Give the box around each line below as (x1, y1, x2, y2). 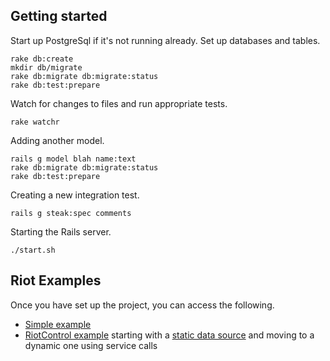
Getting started (10, 8, 108, 25)
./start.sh (10, 245, 56, 255)
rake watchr (10, 117, 60, 127)
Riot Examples (10, 272, 102, 289)
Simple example (24, 318, 92, 330)
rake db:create (10, 54, 74, 64)
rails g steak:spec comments (10, 208, 132, 218)
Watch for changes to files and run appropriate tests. (10, 97, 228, 109)
